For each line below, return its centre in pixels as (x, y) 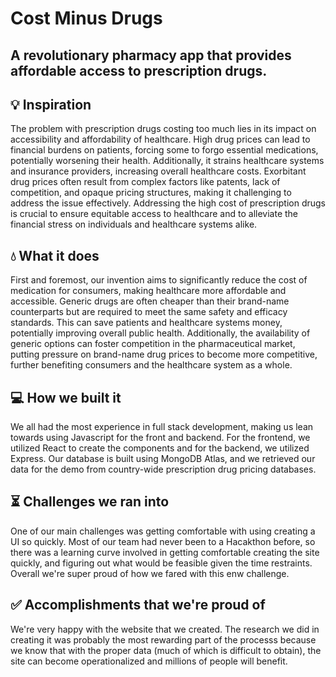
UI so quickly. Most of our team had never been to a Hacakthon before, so (163, 541)
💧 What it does (55, 255)
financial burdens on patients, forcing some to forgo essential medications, (164, 150)
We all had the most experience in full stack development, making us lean (162, 427)
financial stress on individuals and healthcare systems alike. (134, 224)
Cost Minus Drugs (86, 18)
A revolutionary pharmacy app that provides (151, 55)
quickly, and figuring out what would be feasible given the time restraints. (161, 563)
